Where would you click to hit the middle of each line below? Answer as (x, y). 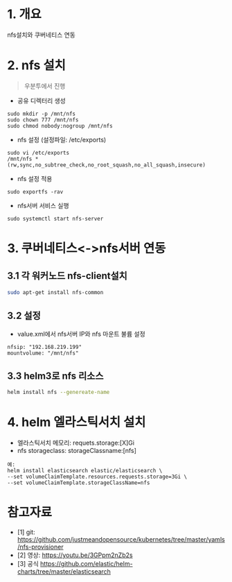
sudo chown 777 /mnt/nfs (43, 120)
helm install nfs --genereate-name (59, 393)
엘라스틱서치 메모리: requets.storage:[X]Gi (76, 443)
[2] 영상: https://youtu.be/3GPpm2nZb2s (75, 555)
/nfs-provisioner (40, 547)
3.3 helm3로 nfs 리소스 (55, 376)
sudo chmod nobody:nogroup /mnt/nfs (60, 126)
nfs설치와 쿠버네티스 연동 (42, 35)
